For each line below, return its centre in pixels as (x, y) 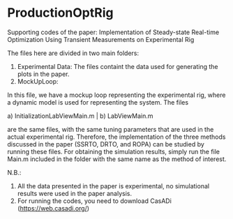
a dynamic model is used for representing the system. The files (98, 102)
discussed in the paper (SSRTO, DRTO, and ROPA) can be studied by (106, 144)
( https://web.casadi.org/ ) (53, 208)
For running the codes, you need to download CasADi (95, 201)
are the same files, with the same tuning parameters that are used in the (111, 129)
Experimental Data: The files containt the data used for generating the (118, 66)
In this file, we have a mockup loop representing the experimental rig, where (116, 95)
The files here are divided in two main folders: (73, 53)
